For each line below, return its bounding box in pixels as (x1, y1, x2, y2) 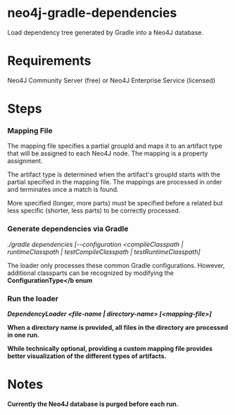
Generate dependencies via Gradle (7, 224, 129, 234)
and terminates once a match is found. (7, 185, 119, 194)
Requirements (7, 53, 91, 69)
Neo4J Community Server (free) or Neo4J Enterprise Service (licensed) (7, 76, 216, 84)
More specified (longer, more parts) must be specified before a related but (7, 199, 223, 207)
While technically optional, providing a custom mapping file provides (7, 344, 213, 352)
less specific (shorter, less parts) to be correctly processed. (7, 206, 181, 215)
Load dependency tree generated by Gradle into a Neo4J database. (7, 28, 204, 37)
